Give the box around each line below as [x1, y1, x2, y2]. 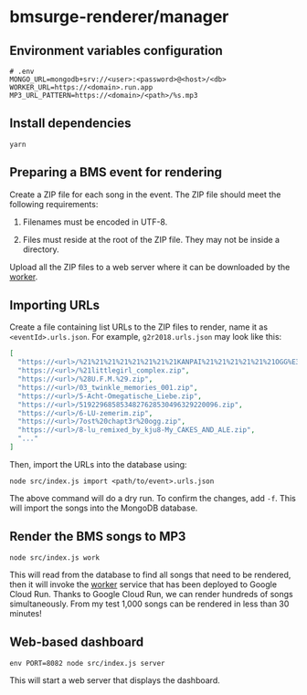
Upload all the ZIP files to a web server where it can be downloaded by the [9, 261, 291, 272]
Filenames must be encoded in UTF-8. [22, 216, 168, 227]
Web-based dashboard [9, 635, 144, 650]
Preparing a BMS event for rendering [9, 164, 222, 180]
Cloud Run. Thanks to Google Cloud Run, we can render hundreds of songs [9, 588, 294, 599]
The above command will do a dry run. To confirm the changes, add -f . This [9, 492, 297, 503]
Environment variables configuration [9, 43, 224, 58]
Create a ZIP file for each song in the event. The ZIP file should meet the [9, 189, 281, 200]
